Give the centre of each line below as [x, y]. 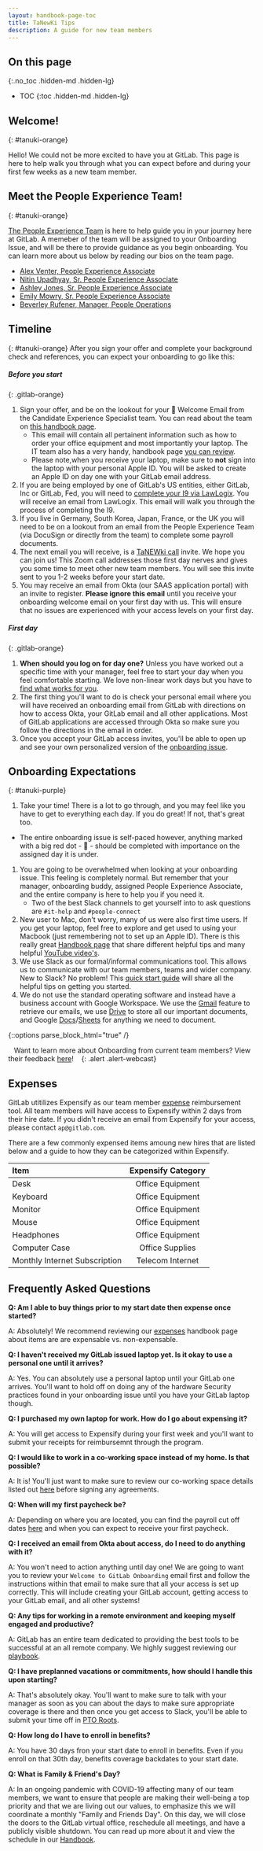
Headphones [36, 1235]
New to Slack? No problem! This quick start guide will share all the [126, 978]
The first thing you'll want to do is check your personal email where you [135, 696]
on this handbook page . [58, 426]
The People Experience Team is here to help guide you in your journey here [130, 230]
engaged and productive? [51, 1624]
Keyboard [30, 1197]
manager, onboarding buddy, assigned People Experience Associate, [131, 887]
